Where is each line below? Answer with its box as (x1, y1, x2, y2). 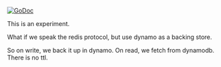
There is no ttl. (7, 53, 48, 62)
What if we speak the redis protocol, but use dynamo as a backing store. (7, 33, 213, 41)
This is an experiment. (7, 20, 70, 27)
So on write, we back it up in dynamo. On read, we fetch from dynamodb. (7, 46, 215, 54)
